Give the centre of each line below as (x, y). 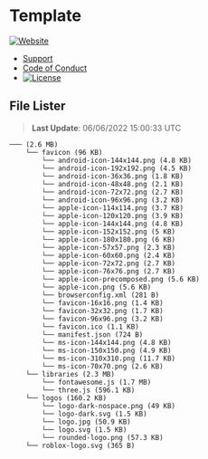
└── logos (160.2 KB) (66, 398)
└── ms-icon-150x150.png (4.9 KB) (107, 350)
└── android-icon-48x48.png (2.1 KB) (113, 184)
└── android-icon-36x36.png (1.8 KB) (113, 176)
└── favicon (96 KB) (64, 152)
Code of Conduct (55, 68)
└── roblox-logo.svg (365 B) (80, 445)
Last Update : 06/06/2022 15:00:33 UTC (106, 128)
